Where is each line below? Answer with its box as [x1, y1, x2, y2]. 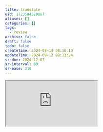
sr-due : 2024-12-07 [5, 57, 45, 62]
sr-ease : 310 [5, 66, 32, 71]
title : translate [5, 7, 41, 12]
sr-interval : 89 [5, 62, 38, 66]
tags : [5, 25, 16, 30]
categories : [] [5, 21, 36, 26]
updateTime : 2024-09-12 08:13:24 [5, 52, 73, 58]
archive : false [5, 35, 36, 40]
